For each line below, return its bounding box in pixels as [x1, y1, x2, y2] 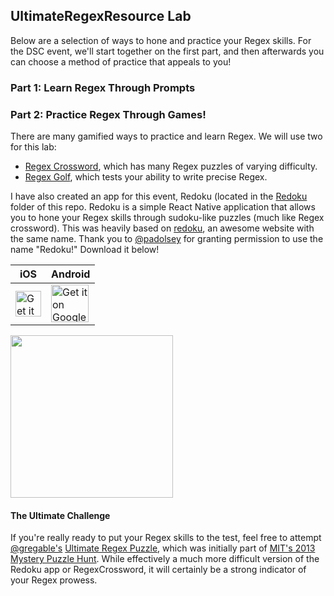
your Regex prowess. [10, 574, 98, 586]
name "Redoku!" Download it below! [10, 244, 160, 256]
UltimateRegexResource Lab [10, 8, 192, 25]
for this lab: [10, 141, 57, 153]
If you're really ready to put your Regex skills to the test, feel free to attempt [10, 532, 322, 544]
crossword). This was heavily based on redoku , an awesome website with [10, 222, 315, 234]
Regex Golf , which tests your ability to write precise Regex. [24, 171, 268, 183]
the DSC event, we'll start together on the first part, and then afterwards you [10, 45, 325, 57]
